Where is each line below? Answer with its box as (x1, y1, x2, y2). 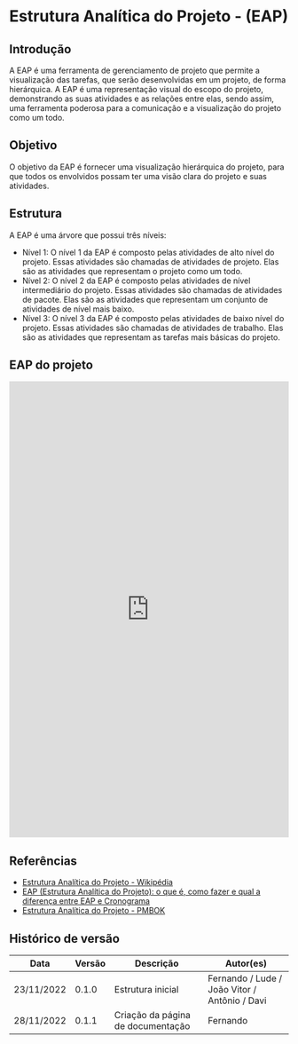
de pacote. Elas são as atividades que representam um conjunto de (21, 294, 269, 304)
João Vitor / (208, 984, 257, 996)
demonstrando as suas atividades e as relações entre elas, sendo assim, (9, 93, 275, 104)
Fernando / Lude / (208, 972, 283, 985)
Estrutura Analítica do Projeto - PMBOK (21, 906, 166, 916)
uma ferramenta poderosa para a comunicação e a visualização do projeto (9, 103, 282, 113)
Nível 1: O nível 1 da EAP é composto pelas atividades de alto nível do (21, 247, 275, 257)
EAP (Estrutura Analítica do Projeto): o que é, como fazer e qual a (21, 886, 261, 898)
